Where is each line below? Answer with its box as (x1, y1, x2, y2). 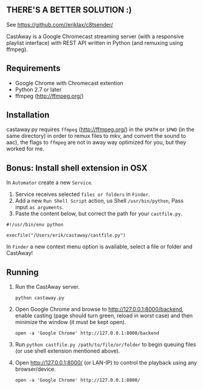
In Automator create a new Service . (6, 179, 93, 186)
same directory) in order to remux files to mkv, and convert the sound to (6, 132, 186, 140)
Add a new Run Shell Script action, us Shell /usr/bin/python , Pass (15, 197, 184, 205)
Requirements (6, 63, 61, 73)
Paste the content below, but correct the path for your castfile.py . (15, 210, 183, 217)
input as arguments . (15, 203, 64, 211)
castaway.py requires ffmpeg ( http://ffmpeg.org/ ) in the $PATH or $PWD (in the (6, 126, 195, 133)
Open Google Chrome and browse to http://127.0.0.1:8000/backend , (15, 306, 184, 313)
